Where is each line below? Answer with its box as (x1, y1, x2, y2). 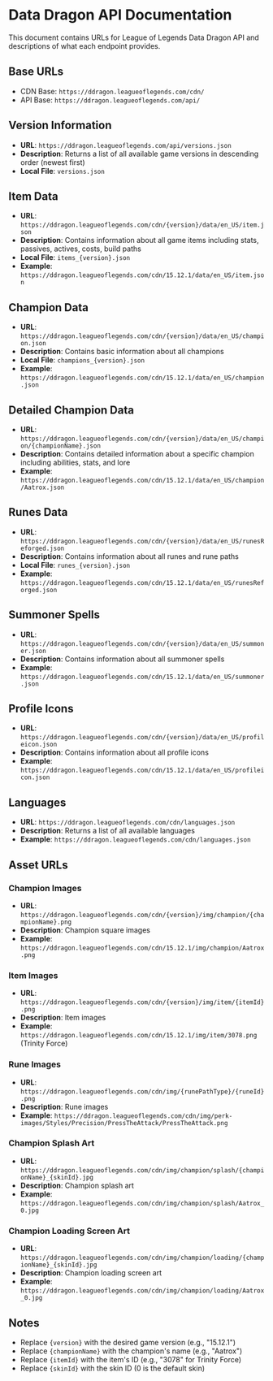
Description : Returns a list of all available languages (19, 826, 195, 836)
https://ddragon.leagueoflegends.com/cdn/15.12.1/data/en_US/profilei (19, 766, 265, 775)
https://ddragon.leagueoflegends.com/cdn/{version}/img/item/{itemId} (19, 998, 265, 1007)
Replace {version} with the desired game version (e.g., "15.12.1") (19, 1337, 236, 1347)
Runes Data (8, 505, 68, 519)
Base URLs (8, 65, 64, 79)
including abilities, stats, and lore (19, 457, 131, 467)
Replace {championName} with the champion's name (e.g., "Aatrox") (19, 1346, 243, 1356)
